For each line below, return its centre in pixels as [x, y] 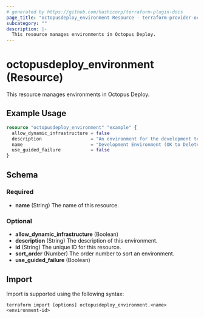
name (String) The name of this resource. [67, 205]
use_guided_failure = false [61, 150]
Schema [22, 175]
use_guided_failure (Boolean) [53, 260]
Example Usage [36, 113]
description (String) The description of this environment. [86, 241]
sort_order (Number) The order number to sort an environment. [95, 254]
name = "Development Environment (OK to [96, 144]
